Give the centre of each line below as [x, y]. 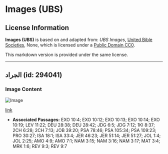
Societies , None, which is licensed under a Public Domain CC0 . [70, 45]
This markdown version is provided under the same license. [67, 54]
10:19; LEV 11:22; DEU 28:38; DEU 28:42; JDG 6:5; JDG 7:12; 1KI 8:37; [83, 125]
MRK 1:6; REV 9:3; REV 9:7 [40, 146]
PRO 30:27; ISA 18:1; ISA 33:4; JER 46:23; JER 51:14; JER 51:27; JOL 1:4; [86, 135]
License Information [37, 28]
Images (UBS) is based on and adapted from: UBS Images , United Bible [79, 39]
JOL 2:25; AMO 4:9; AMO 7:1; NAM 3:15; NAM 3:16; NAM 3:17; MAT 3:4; [86, 140]
